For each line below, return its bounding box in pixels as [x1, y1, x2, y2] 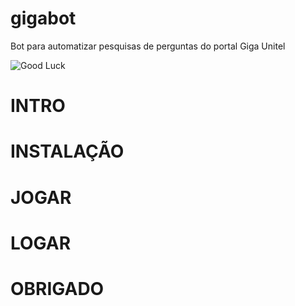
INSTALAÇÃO [10, 140, 125, 163]
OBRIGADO [10, 277, 105, 300]
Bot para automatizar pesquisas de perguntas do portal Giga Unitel [10, 40, 286, 52]
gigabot [10, 7, 77, 30]
